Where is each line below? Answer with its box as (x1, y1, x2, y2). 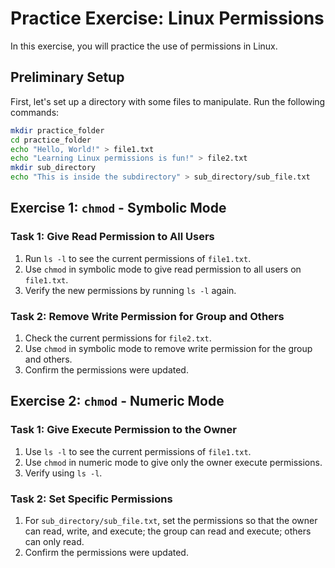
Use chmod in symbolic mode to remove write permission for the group (24, 342, 313, 354)
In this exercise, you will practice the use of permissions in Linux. (10, 40, 278, 52)
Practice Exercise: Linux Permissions (10, 7, 325, 30)
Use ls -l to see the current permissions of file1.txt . (24, 445, 252, 457)
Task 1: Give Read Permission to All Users (10, 230, 215, 244)
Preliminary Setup (10, 69, 125, 86)
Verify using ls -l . (24, 467, 103, 479)
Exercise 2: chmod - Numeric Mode (10, 393, 225, 410)
